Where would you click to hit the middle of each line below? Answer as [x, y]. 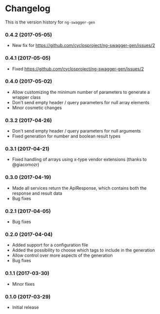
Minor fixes [23, 284]
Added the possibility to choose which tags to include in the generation [83, 250]
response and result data [37, 193]
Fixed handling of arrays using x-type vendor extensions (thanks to [79, 159]
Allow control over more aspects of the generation [62, 255]
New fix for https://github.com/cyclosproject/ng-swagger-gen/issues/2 [83, 45]
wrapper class [26, 97]
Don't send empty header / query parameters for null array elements [81, 102]
